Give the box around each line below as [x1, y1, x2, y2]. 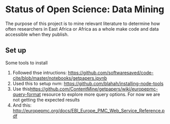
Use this [12, 86, 31, 92]
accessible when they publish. [5, 31, 69, 37]
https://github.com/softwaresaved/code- [68, 69, 154, 76]
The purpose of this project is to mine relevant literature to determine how [5, 20, 160, 27]
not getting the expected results [12, 96, 80, 103]
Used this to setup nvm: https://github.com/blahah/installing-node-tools [12, 80, 164, 86]
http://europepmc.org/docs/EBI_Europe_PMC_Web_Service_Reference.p [12, 107, 165, 113]
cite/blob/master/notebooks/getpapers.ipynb [12, 75, 107, 81]
